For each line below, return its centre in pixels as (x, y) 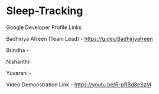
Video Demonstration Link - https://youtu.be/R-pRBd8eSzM (79, 85)
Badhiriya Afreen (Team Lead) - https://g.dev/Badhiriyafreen (79, 38)
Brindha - (18, 50)
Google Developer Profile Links (44, 27)
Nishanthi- (19, 61)
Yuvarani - (19, 73)
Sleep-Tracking (45, 11)
